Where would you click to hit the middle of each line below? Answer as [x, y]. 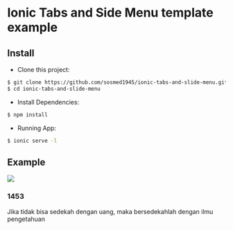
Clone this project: [43, 70]
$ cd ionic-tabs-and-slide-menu [54, 89]
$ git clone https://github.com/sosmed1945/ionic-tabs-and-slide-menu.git [118, 82]
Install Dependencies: [48, 102]
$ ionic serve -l [32, 141]
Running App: [37, 128]
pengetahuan [26, 219]
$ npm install [28, 115]
